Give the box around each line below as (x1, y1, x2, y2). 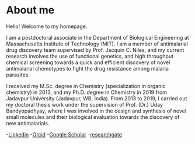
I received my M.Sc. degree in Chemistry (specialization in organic (6, 82, 166, 89)
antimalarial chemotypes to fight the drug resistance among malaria (6, 65, 169, 72)
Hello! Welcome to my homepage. (6, 23, 88, 30)
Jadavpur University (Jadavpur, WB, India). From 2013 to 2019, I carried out (6, 94, 187, 102)
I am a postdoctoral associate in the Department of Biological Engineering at (6, 34, 189, 41)
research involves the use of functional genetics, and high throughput (6, 52, 174, 59)
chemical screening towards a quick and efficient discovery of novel (6, 59, 170, 66)
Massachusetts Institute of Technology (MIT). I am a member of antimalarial (6, 40, 188, 47)
